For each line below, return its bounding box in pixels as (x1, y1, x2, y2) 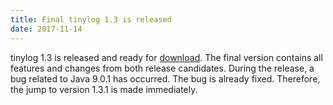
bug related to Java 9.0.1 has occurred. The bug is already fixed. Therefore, (10, 72, 321, 85)
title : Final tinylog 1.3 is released (10, 14, 172, 25)
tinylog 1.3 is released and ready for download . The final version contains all (10, 51, 323, 63)
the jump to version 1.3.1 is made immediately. (10, 83, 198, 95)
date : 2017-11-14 (10, 24, 83, 34)
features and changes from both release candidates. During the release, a (10, 62, 315, 74)
